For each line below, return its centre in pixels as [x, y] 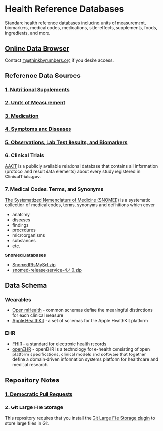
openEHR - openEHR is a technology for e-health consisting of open [81, 349]
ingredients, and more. [28, 33]
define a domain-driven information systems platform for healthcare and [85, 359]
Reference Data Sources [43, 76]
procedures [24, 230]
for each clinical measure [38, 315]
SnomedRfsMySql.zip [34, 265]
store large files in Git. [27, 423]
